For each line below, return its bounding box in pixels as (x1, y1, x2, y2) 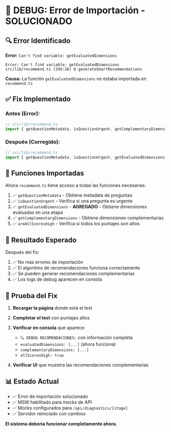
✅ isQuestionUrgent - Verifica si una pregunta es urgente (12, 198, 133, 204)
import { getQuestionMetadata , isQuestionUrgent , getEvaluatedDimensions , (5, 155, 167, 160)
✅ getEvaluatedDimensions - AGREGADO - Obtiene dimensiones (12, 204, 147, 210)
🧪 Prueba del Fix (5, 291, 58, 300)
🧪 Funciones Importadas (5, 169, 84, 177)
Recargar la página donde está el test (12, 305, 93, 311)
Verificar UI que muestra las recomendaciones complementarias (12, 362, 149, 368)
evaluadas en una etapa (12, 209, 63, 215)
